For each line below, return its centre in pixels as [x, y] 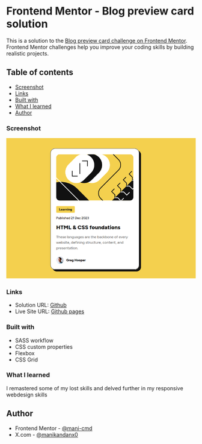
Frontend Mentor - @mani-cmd [54, 428]
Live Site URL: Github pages [50, 311]
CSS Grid [26, 360]
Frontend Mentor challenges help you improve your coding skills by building [100, 47]
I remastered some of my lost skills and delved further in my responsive [95, 388]
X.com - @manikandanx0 [46, 434]
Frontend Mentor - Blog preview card [100, 11]
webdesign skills [27, 395]
